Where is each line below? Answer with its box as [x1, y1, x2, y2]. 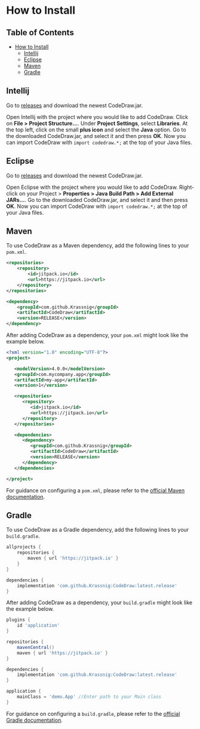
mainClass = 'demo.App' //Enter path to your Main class [17, 694, 162, 700]
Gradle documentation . [6, 716, 63, 724]
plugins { [6, 617, 31, 623]
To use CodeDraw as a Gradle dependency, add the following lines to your [6, 526, 189, 534]
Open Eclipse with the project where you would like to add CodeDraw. [6, 183, 178, 191]
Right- [179, 183, 195, 191]
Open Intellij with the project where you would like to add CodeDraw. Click [6, 113, 189, 120]
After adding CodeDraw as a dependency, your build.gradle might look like [6, 599, 193, 607]
